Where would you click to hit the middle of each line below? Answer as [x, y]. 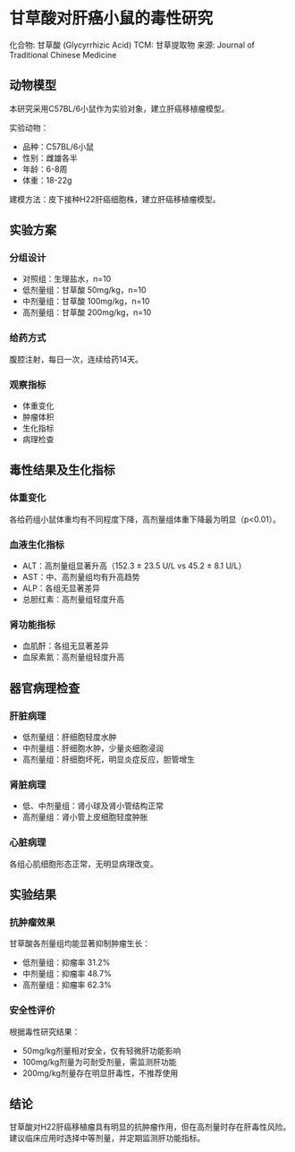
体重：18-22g [47, 180]
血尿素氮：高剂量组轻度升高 [73, 657]
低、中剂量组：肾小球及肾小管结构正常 [93, 806]
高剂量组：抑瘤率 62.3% [67, 985]
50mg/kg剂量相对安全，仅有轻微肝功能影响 [101, 1050]
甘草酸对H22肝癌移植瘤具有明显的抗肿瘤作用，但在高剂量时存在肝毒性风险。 [150, 1127]
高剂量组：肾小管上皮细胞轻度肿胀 [85, 817]
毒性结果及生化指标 [62, 470]
